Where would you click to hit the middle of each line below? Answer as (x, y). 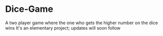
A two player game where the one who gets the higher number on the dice (81, 23)
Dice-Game (29, 9)
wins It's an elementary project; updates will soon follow (63, 28)
